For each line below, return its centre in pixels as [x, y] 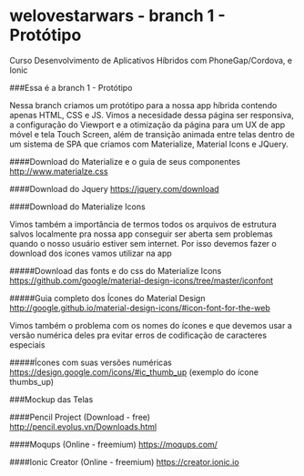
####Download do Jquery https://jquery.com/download [115, 188]
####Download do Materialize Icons [77, 207]
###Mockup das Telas [51, 399]
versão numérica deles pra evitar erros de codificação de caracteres [138, 335]
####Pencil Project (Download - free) [80, 417]
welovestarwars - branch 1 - [117, 16]
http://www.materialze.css [59, 171]
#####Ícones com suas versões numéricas [91, 362]
